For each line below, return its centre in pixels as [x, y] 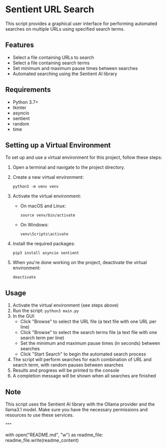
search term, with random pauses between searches [68, 365]
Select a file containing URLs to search [53, 57]
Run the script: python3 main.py [46, 311]
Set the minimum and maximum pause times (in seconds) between [90, 343]
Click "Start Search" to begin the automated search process [83, 354]
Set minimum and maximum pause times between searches [75, 68]
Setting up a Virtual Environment [58, 145]
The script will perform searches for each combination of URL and [82, 360]
